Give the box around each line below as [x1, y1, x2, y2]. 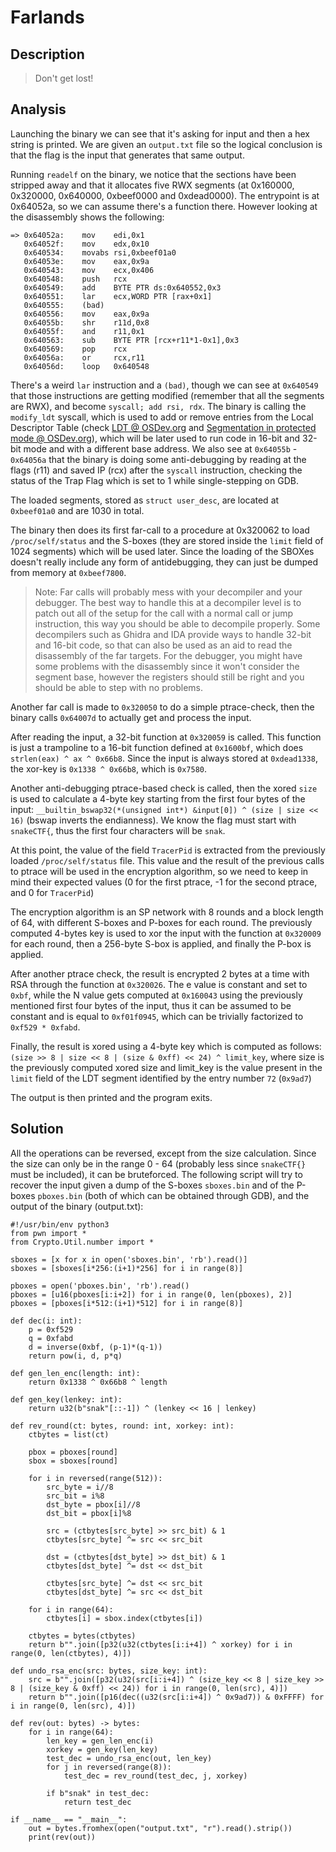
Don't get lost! [34, 72, 94, 84]
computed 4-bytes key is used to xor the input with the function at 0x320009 [10, 927, 322, 939]
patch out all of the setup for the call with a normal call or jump [34, 607, 294, 619]
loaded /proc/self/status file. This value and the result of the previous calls [10, 854, 325, 866]
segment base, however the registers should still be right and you [34, 671, 305, 683]
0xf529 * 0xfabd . [10, 1021, 81, 1033]
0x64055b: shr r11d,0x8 [23, 317, 150, 328]
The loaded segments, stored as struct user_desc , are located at [10, 494, 280, 506]
